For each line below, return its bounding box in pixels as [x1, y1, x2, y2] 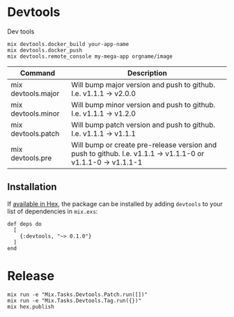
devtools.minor [10, 109, 60, 118]
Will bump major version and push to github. [70, 79, 216, 89]
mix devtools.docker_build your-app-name [7, 40, 130, 47]
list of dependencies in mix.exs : [7, 207, 98, 215]
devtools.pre [10, 153, 52, 162]
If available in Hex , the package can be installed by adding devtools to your [7, 199, 223, 208]
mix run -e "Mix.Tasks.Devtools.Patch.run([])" [7, 291, 148, 298]
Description [127, 68, 167, 77]
